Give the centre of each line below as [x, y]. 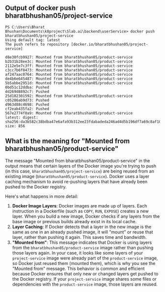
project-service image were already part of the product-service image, [85, 258]
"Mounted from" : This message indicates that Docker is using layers [82, 242]
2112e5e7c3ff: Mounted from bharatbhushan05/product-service [69, 66]
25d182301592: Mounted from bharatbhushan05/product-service [69, 96]
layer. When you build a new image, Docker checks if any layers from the [86, 216]
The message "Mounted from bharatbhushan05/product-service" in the [78, 161]
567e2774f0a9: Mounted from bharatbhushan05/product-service [69, 113]
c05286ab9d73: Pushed [27, 100]
